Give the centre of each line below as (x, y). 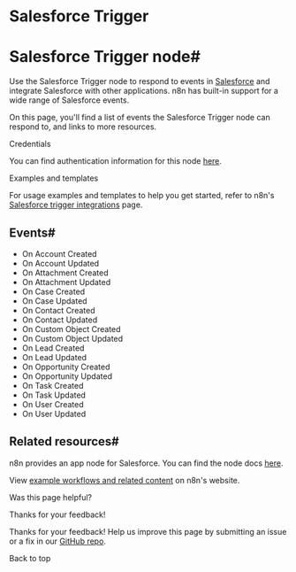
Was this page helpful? (51, 497)
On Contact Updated (60, 320)
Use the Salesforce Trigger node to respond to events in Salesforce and (140, 81)
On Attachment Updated (66, 282)
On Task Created (53, 385)
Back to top (30, 558)
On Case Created (53, 291)
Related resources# (64, 441)
